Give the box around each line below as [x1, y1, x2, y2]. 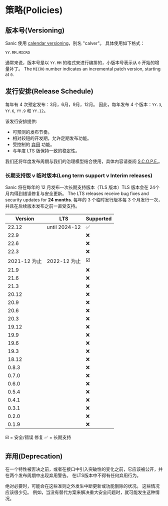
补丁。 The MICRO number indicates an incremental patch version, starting [9, 66, 161, 71]
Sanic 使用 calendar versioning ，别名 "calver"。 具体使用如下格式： [5, 40, 145, 46]
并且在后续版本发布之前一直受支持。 [5, 203, 80, 209]
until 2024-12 [46, 223, 81, 230]
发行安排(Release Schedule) [5, 87, 93, 95]
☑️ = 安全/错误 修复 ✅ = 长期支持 [5, 434, 71, 440]
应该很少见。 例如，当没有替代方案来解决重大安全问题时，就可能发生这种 [5, 489, 155, 495]
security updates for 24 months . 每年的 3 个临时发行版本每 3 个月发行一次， [5, 197, 163, 203]
